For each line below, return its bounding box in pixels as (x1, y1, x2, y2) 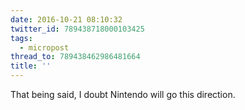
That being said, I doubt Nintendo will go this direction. (10, 89, 236, 100)
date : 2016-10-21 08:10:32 (10, 14, 123, 25)
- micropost (19, 42, 70, 53)
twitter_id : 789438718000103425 (10, 24, 145, 34)
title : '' (10, 61, 52, 71)
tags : (10, 33, 33, 43)
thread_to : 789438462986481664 (10, 52, 141, 62)
